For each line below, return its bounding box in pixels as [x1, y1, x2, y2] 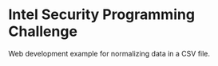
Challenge [8, 22, 78, 41]
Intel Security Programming [8, 6, 196, 24]
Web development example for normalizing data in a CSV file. [8, 49, 210, 58]
